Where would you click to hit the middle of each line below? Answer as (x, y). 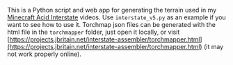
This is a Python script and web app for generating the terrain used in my (112, 10)
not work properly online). (45, 54)
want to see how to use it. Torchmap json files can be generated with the (111, 25)
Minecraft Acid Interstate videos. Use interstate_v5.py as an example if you (116, 17)
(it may (214, 47)
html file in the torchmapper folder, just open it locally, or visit (94, 32)
